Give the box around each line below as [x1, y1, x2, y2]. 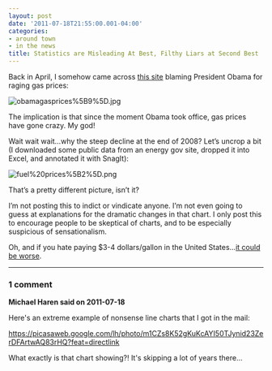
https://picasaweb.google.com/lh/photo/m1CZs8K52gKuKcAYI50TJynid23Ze [8, 329, 264, 339]
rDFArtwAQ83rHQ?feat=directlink [8, 338, 120, 347]
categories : [8, 27, 49, 35]
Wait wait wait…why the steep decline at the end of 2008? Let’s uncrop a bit [8, 136, 261, 146]
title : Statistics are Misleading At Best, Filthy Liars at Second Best [8, 50, 259, 58]
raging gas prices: [8, 80, 69, 90]
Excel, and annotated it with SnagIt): [8, 153, 130, 163]
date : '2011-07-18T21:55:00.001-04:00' [8, 19, 143, 28]
